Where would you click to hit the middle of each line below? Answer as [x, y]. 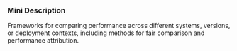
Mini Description [37, 10]
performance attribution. [43, 41]
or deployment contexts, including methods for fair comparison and [106, 33]
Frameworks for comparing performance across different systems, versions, [119, 26]
